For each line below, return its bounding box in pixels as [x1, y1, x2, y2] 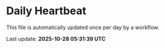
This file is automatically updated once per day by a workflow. [6, 24, 160, 31]
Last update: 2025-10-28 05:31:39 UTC [6, 35, 106, 42]
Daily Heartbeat [6, 4, 86, 18]
